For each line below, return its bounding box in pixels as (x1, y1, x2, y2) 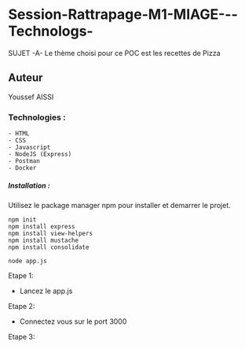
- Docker (8, 164, 37, 173)
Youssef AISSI (8, 92, 54, 102)
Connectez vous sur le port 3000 (19, 317, 127, 326)
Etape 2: (8, 302, 35, 311)
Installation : (8, 180, 50, 190)
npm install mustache (8, 236, 79, 245)
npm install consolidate (8, 243, 90, 251)
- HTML (8, 130, 30, 138)
